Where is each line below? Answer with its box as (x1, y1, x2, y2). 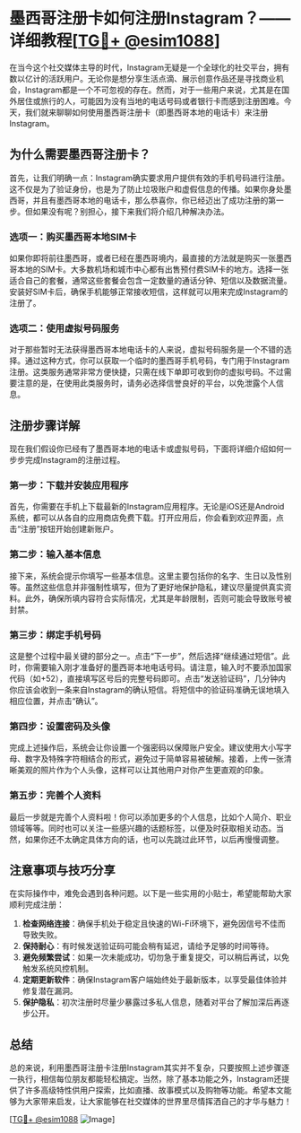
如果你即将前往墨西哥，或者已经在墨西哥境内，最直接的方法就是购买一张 (9, 253, 276, 264)
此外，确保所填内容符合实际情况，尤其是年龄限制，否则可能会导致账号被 (24, 593, 292, 604)
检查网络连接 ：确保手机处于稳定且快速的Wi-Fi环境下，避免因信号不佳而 (21, 919, 287, 929)
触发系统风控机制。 (21, 963, 94, 974)
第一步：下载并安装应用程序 (9, 479, 129, 492)
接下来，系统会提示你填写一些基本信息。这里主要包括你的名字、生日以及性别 (9, 571, 292, 581)
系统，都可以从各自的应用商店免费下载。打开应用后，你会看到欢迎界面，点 (9, 512, 284, 523)
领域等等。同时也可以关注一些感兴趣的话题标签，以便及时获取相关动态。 (9, 823, 276, 833)
